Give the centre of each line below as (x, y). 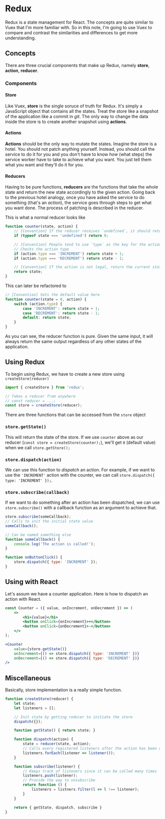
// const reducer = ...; (30, 401)
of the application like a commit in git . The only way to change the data (77, 116)
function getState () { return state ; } (55, 730)
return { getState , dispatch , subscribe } (58, 807)
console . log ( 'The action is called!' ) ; (55, 544)
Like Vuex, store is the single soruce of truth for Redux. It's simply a (74, 106)
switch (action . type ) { (38, 304)
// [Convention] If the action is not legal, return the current (82, 267)
